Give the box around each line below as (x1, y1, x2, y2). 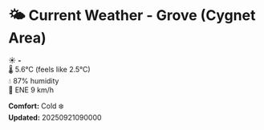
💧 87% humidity (8, 75, 59, 85)
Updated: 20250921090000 (8, 112, 102, 122)
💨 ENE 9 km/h (8, 85, 55, 95)
